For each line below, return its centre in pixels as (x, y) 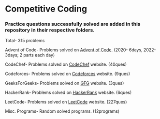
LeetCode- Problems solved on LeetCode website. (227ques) (66, 102)
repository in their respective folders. (50, 30)
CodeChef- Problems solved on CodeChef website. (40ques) (66, 64)
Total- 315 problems (25, 41)
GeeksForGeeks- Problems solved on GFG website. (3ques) (65, 83)
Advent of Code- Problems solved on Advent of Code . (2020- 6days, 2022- (80, 50)
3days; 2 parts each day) (30, 55)
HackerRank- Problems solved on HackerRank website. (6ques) (68, 92)
